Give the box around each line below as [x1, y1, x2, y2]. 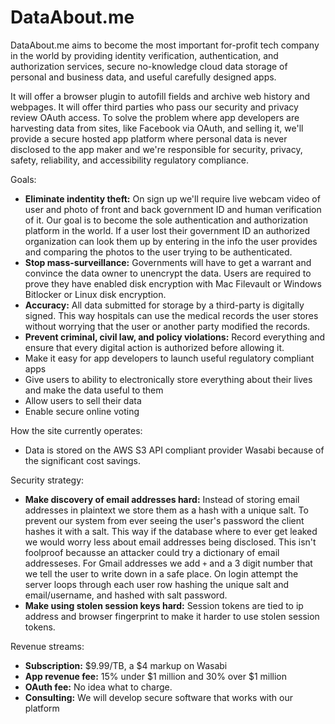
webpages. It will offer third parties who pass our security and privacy [10, 101, 299, 113]
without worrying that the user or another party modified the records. [24, 320, 311, 332]
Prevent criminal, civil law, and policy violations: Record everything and [24, 331, 326, 343]
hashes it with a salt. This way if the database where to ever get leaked [24, 525, 318, 537]
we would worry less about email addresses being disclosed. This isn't [24, 536, 317, 548]
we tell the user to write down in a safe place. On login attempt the [24, 567, 299, 580]
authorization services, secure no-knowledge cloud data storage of [10, 60, 288, 72]
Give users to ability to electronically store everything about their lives [24, 373, 313, 385]
